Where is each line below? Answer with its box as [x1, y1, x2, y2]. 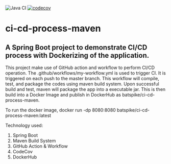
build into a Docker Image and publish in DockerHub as [5, 92, 121, 98]
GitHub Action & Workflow [12, 143, 68, 149]
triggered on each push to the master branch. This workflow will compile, [5, 76, 159, 81]
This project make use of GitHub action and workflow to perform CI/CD [5, 64, 155, 71]
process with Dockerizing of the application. [5, 51, 150, 60]
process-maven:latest [5, 112, 52, 119]
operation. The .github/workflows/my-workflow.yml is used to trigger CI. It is [5, 70, 166, 76]
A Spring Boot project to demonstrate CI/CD [5, 43, 148, 52]
